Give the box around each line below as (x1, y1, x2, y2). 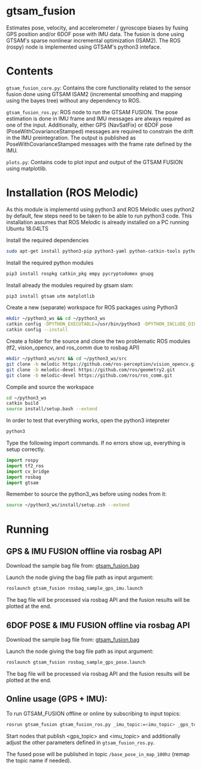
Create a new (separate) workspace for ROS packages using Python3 (6, 304, 178, 311)
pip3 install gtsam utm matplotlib (6, 293, 95, 299)
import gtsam (6, 479, 39, 486)
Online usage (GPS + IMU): (6, 694, 108, 704)
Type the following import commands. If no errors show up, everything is (6, 440, 186, 447)
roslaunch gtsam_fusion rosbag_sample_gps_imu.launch (6, 586, 144, 592)
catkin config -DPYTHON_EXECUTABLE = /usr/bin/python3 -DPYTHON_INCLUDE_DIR (6, 321, 197, 327)
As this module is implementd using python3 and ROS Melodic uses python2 (6, 205, 195, 213)
